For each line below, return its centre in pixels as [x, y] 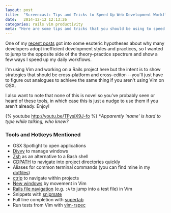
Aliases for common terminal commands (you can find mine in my [81, 167]
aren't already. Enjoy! [27, 106]
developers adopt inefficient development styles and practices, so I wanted [84, 49]
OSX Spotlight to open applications [49, 146]
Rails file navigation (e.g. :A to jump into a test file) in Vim [72, 189]
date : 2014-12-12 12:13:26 [36, 19]
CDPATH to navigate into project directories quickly [66, 162]
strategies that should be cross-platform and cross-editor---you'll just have [84, 75]
